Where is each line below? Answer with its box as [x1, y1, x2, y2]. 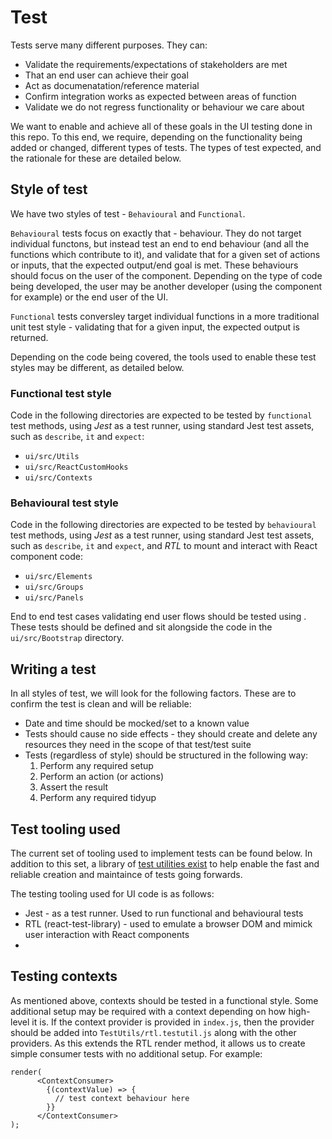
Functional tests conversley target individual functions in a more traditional [10, 310, 320, 322]
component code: [10, 551, 84, 563]
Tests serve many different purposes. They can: [10, 39, 208, 51]
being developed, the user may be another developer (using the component [10, 280, 323, 292]
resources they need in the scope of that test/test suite [24, 739, 252, 751]
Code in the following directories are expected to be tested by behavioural [10, 519, 317, 531]
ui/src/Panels [24, 593, 84, 603]
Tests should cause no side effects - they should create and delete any [24, 728, 318, 740]
